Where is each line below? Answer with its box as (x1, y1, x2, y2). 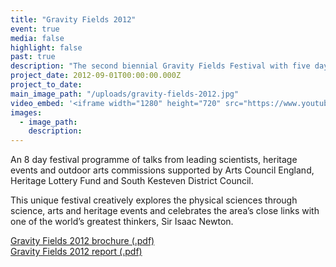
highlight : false (10, 42, 83, 53)
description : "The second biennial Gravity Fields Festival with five (10, 61, 311, 71)
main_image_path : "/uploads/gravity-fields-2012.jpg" (10, 89, 240, 99)
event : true (10, 24, 60, 34)
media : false (10, 33, 65, 43)
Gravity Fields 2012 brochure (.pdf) (10, 235, 155, 247)
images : (10, 107, 43, 118)
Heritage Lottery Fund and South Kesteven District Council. (10, 175, 254, 187)
